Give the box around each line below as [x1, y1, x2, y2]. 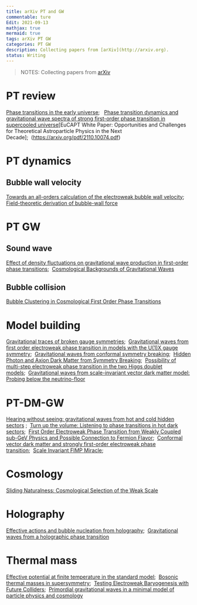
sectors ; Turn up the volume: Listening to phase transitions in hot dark [6, 422, 178, 429]
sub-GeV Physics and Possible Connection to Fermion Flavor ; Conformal [6, 434, 183, 441]
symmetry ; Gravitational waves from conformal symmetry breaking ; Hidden [6, 351, 191, 358]
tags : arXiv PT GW [6, 36, 51, 42]
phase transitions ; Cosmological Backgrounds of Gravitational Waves [6, 265, 175, 272]
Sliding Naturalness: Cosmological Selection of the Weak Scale [6, 487, 158, 494]
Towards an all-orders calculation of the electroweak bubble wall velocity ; [6, 193, 185, 200]
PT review [6, 89, 56, 102]
